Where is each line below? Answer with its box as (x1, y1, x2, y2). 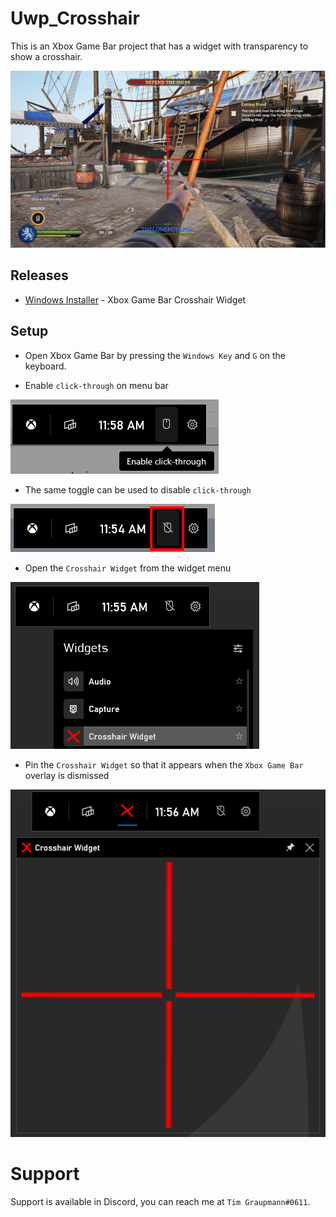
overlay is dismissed (24, 769, 110, 781)
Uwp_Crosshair (10, 7, 140, 30)
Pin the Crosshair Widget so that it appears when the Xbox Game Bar (24, 758, 304, 771)
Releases (10, 267, 69, 284)
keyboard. (24, 360, 67, 372)
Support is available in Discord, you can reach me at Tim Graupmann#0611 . (10, 1195, 311, 1207)
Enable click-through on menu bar (24, 379, 169, 391)
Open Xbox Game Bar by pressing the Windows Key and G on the (24, 349, 287, 361)
